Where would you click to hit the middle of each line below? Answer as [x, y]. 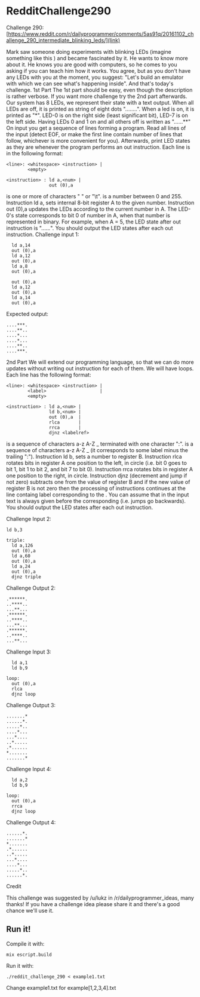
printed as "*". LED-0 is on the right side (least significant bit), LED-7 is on [97, 115]
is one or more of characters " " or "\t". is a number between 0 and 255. [94, 196]
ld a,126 [22, 545]
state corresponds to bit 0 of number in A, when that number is [93, 215]
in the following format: [35, 153]
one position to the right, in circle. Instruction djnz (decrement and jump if [97, 476]
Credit [14, 886]
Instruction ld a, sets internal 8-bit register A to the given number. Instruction [100, 203]
